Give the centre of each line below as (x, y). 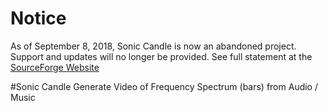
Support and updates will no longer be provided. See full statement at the (161, 56)
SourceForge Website (55, 67)
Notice (38, 18)
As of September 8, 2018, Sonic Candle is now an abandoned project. (153, 46)
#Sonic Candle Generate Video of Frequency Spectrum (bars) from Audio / (164, 86)
